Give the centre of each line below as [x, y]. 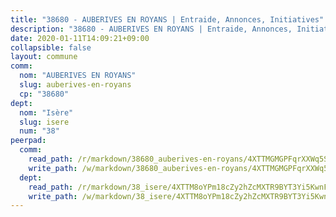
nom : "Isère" [46, 112]
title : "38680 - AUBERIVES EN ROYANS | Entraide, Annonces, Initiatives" [167, 19]
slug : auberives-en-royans [75, 85]
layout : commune [44, 57]
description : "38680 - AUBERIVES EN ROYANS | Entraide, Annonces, [151, 29]
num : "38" [39, 131]
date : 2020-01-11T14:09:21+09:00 [80, 38]
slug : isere [44, 122]
